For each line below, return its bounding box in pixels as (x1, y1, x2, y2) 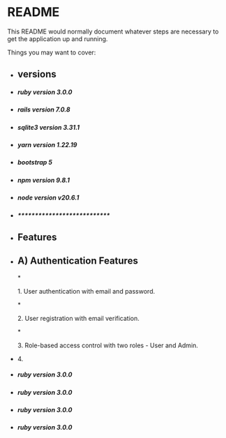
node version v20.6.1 (17, 193, 80, 202)
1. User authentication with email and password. (17, 287, 156, 295)
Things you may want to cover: (7, 48, 96, 56)
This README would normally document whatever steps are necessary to (7, 27, 219, 36)
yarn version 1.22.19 (17, 141, 77, 149)
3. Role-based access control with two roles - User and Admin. (17, 341, 199, 349)
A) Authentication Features (17, 255, 138, 267)
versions (17, 68, 57, 80)
